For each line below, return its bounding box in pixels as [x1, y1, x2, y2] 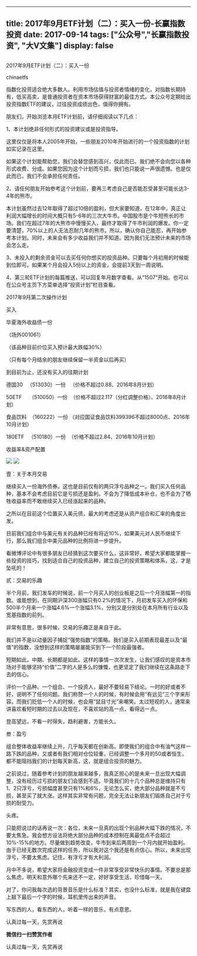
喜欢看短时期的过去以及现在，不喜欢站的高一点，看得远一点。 [11, 705, 160, 712]
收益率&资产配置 [6, 445, 46, 452]
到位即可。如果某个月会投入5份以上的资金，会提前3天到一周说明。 [6, 261, 167, 268]
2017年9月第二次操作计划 [6, 293, 67, 300]
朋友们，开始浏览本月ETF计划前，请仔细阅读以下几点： [6, 113, 139, 120]
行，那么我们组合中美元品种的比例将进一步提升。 [6, 537, 124, 544]
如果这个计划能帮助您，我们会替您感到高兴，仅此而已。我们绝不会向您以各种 [6, 157, 191, 165]
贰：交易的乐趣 [6, 576, 42, 583]
